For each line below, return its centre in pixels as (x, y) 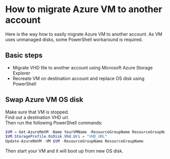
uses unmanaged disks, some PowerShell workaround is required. (74, 39)
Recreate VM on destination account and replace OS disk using (78, 78)
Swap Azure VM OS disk (44, 100)
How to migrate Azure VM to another (84, 9)
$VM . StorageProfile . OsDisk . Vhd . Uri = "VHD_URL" (56, 137)
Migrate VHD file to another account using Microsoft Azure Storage (82, 67)
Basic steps (24, 55)
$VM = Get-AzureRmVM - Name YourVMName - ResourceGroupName (68, 132)
